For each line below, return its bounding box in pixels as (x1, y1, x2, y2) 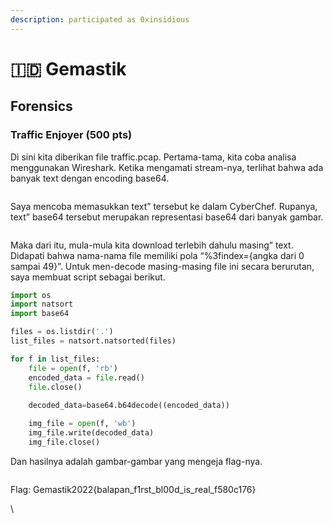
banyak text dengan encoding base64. (10, 172, 170, 184)
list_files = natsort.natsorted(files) (10, 336, 177, 346)
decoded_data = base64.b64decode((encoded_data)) (28, 401, 230, 411)
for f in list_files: (10, 354, 101, 364)
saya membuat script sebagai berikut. (10, 271, 166, 283)
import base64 (10, 309, 70, 319)
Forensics (10, 98, 73, 115)
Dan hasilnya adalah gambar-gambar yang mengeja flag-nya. (10, 455, 263, 467)
